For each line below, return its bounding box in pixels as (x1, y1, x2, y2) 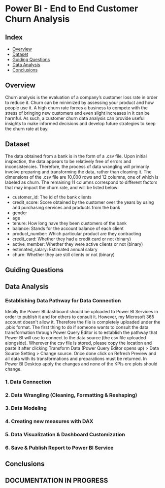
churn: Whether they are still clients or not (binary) (12, 252, 115, 258)
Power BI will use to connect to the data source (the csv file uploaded (5, 334, 146, 340)
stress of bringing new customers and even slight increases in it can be (5, 110, 150, 116)
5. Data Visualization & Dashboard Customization (5, 431, 126, 438)
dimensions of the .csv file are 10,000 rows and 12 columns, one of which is (5, 174, 159, 180)
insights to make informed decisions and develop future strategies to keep (5, 120, 156, 126)
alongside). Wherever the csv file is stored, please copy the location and (5, 340, 152, 346)
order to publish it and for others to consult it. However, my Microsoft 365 (5, 314, 154, 320)
